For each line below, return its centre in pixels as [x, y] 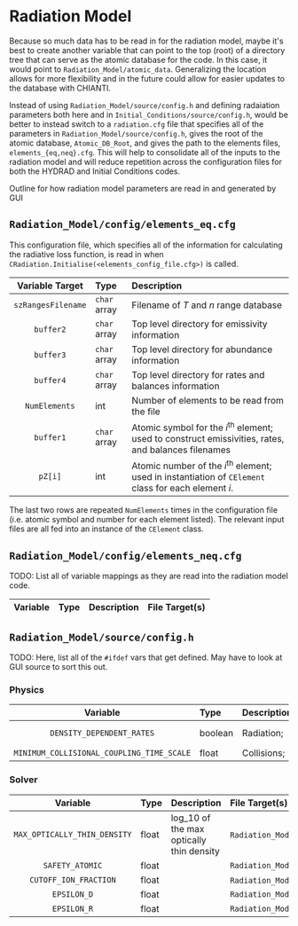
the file [146, 412]
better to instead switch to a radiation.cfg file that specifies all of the [137, 124]
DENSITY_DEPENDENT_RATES [102, 733]
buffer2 [50, 329]
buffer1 [50, 438]
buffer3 [50, 355]
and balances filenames [181, 450]
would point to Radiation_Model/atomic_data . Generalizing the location [138, 69]
